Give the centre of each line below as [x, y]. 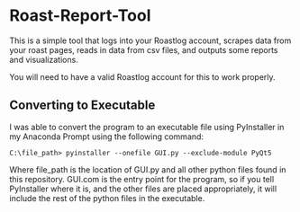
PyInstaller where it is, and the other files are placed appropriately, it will [143, 189]
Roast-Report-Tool [80, 16]
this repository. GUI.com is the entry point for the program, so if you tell [142, 179]
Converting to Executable [82, 106]
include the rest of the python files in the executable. [107, 198]
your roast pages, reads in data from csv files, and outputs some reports [144, 49]
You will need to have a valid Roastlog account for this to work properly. [143, 76]
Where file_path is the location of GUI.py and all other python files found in [148, 169]
